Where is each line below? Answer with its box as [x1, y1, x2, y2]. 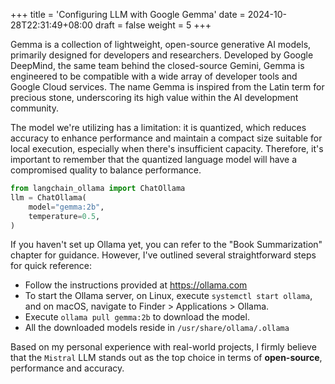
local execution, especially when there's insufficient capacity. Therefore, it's [10, 143, 324, 154]
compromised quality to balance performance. [10, 164, 202, 176]
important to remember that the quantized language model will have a [10, 154, 298, 165]
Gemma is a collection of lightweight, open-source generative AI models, [10, 39, 312, 50]
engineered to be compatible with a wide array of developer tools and [10, 70, 298, 82]
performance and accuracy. [10, 362, 125, 374]
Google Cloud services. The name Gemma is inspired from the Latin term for [10, 81, 325, 93]
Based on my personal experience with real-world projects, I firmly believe [10, 341, 317, 353]
